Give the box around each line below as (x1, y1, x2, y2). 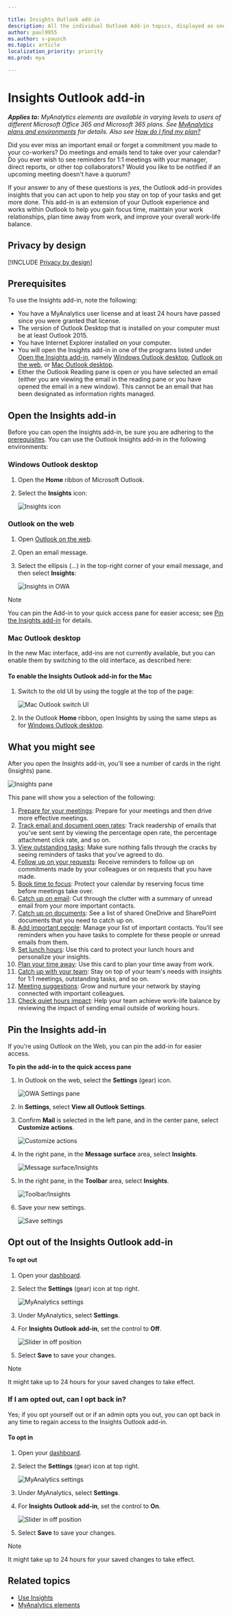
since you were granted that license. (17, 317, 121, 325)
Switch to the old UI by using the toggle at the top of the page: (17, 687, 194, 695)
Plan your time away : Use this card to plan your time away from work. (17, 960, 215, 968)
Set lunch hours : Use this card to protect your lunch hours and (17, 946, 195, 954)
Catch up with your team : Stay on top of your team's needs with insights (17, 968, 222, 976)
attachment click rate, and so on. (17, 836, 111, 844)
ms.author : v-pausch (8, 35, 67, 42)
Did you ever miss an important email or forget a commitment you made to (8, 140, 218, 149)
